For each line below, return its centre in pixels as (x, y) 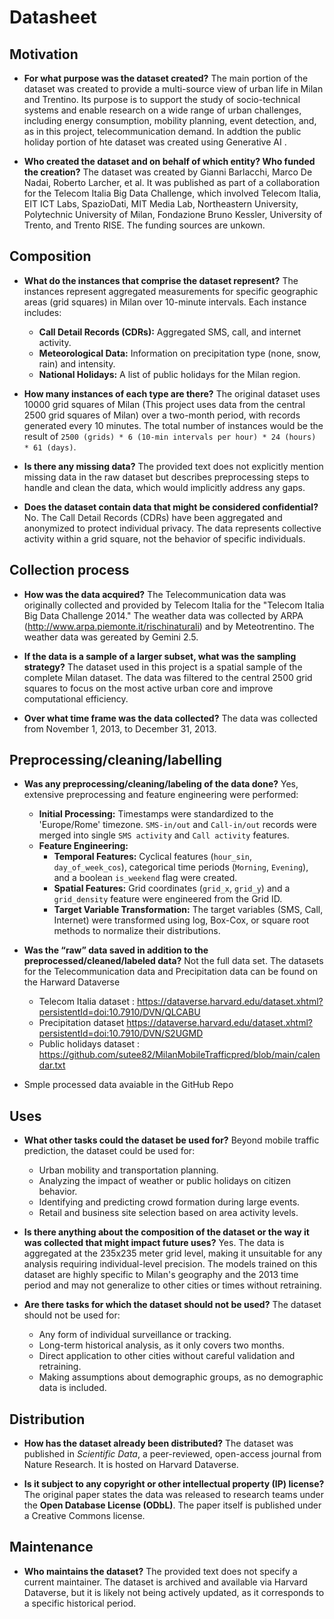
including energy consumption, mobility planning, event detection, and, (170, 120)
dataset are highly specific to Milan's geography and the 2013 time (161, 1275)
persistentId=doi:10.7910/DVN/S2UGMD (121, 1033)
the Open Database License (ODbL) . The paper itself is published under (172, 1505)
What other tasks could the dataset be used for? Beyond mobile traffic (171, 1140)
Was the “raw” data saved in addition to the (116, 950)
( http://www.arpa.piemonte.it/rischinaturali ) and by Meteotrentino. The (169, 626)
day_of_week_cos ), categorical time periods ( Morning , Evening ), (181, 867)
